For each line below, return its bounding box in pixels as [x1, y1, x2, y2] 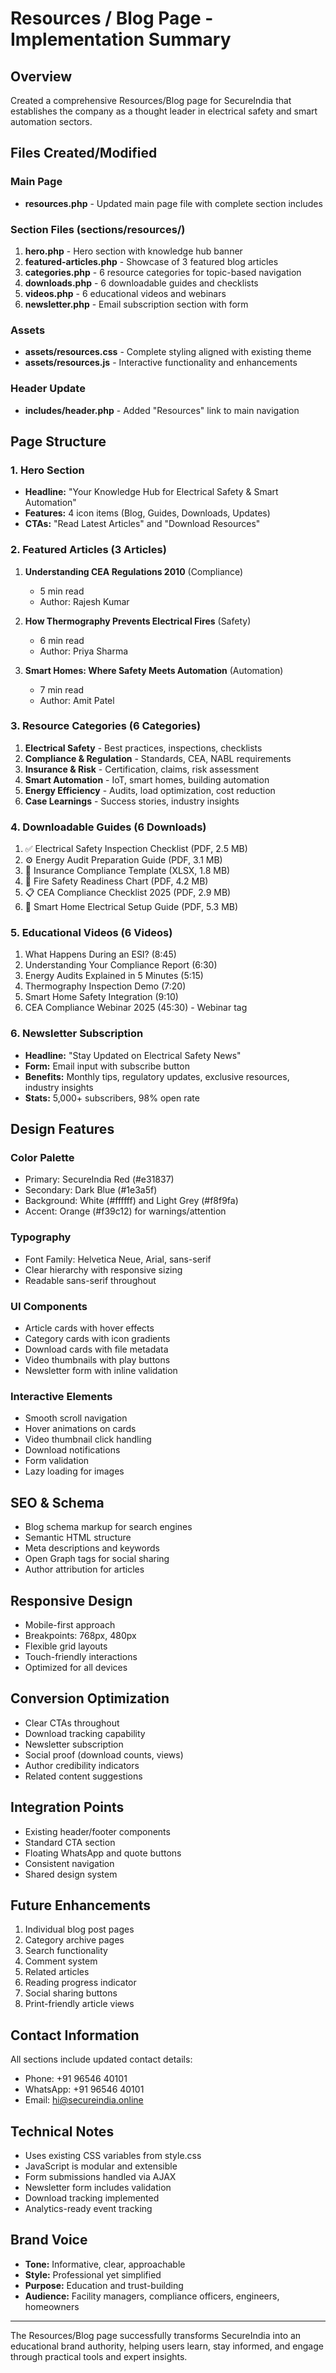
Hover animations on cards [24, 1423, 137, 1435]
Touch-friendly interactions [24, 1650, 138, 1662]
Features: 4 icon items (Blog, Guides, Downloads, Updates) [24, 507, 271, 519]
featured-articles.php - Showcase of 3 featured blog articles [24, 255, 279, 267]
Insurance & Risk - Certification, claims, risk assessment [24, 763, 260, 775]
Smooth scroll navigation [24, 1412, 128, 1424]
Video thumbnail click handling [24, 1433, 152, 1446]
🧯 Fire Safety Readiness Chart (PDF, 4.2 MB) [24, 875, 209, 887]
